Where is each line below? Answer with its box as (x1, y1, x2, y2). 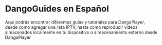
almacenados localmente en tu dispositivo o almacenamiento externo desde (5, 29, 158, 35)
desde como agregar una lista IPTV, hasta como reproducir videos (5, 24, 138, 30)
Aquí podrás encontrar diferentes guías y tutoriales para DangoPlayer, (5, 19, 145, 25)
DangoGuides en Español (5, 3, 109, 14)
